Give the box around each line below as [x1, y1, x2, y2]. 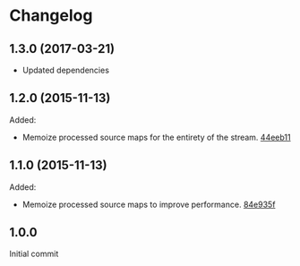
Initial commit [9, 248, 59, 260]
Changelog [9, 5, 93, 26]
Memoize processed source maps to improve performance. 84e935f [21, 199, 276, 210]
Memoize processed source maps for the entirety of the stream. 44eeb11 [21, 132, 291, 142]
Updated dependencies [21, 64, 110, 75]
